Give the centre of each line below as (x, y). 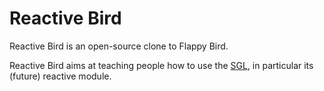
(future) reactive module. (60, 76)
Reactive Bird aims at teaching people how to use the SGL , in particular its (161, 65)
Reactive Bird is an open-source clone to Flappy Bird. (119, 46)
